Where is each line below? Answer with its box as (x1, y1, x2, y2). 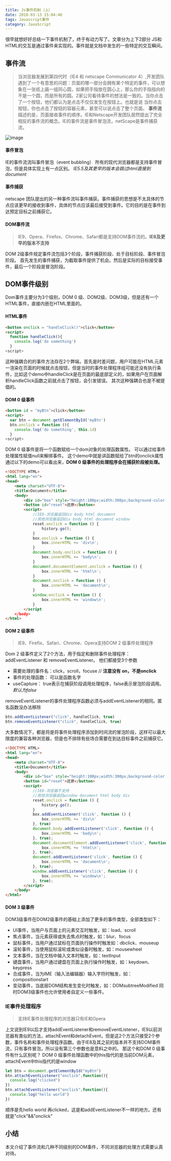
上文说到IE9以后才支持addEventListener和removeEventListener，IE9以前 (5, 1026, 158, 1032)
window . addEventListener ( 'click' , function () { (32, 869, 138, 874)
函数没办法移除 (9, 704, 41, 711)
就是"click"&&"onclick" (5, 1113, 53, 1119)
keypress (12, 965, 32, 971)
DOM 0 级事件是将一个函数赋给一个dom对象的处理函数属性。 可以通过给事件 (5, 446, 166, 452)
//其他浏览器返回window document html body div (32, 793, 130, 798)
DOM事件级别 (5, 280, 48, 288)
